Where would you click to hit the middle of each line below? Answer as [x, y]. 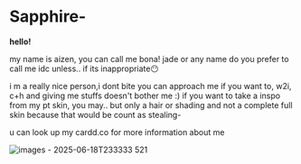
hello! [20, 41]
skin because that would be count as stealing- [95, 114]
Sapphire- [48, 17]
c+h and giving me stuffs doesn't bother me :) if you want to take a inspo [145, 96]
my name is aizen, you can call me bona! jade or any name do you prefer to [149, 59]
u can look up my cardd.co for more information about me [117, 132]
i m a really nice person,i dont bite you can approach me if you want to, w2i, [150, 86]
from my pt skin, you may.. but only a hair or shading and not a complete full [151, 105]
